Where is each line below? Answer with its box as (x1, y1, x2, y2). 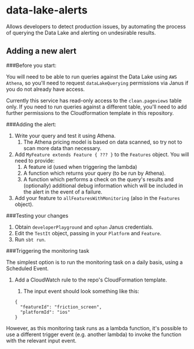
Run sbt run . (14, 236, 46, 243)
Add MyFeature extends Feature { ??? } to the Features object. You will (14, 151, 189, 158)
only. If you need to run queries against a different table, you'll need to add (6, 103, 187, 110)
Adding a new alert (6, 46, 77, 56)
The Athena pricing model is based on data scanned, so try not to (23, 138, 182, 145)
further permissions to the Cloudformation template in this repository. (6, 109, 175, 116)
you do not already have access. (6, 86, 85, 93)
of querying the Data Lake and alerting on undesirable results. (6, 29, 156, 36)
